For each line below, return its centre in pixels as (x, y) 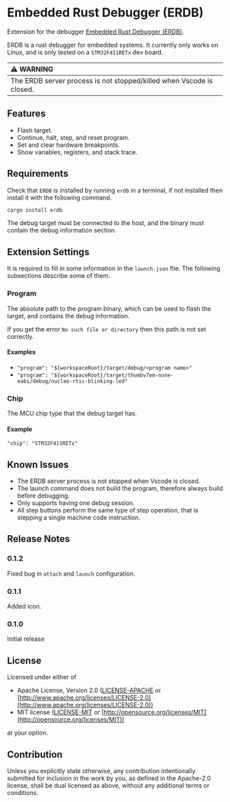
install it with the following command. (60, 198)
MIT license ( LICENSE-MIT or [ (60, 712)
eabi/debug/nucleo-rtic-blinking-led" (72, 381)
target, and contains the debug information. (68, 316)
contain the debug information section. (62, 231)
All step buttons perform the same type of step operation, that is (107, 510)
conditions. (23, 792)
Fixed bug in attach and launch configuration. (71, 574)
